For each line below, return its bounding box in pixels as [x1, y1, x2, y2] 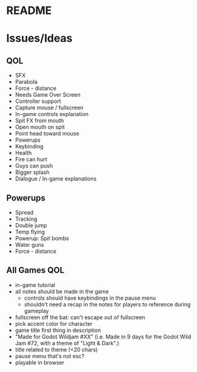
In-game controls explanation [15, 111, 89, 118]
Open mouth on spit [15, 123, 65, 131]
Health [15, 150, 32, 157]
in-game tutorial [15, 281, 56, 289]
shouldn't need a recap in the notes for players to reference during [24, 300, 191, 308]
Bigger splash [15, 168, 50, 176]
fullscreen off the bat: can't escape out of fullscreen [15, 314, 145, 321]
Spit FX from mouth [15, 117, 64, 125]
